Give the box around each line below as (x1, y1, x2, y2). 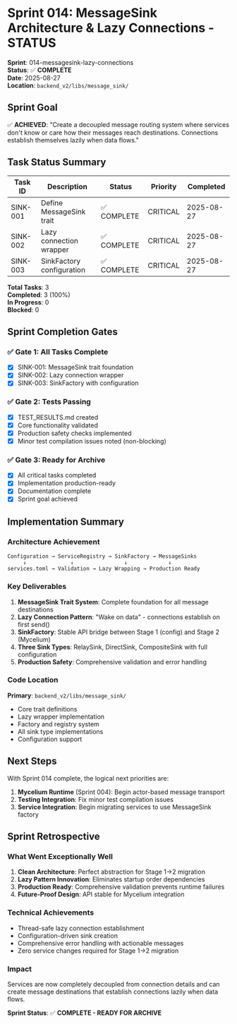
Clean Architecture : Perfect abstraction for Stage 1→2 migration (17, 867, 206, 876)
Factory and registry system (17, 719, 100, 728)
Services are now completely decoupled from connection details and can (7, 980, 220, 988)
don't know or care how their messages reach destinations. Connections (7, 128, 219, 137)
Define (41, 197, 63, 207)
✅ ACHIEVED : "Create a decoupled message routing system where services (7, 120, 229, 128)
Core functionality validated (17, 421, 99, 429)
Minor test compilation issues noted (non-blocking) (17, 437, 167, 445)
